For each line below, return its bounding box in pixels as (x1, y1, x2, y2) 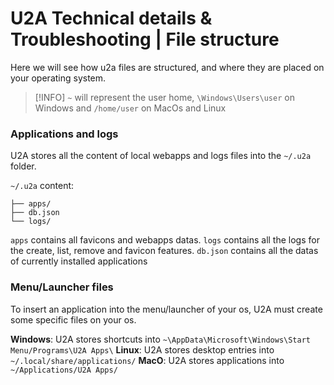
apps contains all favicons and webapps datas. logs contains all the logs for (10, 234, 320, 246)
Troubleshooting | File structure (10, 28, 280, 51)
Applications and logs (10, 127, 119, 141)
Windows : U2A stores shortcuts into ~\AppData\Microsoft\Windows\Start (10, 333, 312, 345)
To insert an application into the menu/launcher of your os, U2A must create (10, 303, 323, 315)
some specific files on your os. (10, 313, 137, 326)
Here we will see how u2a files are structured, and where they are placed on (10, 61, 325, 73)
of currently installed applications (10, 255, 148, 267)
